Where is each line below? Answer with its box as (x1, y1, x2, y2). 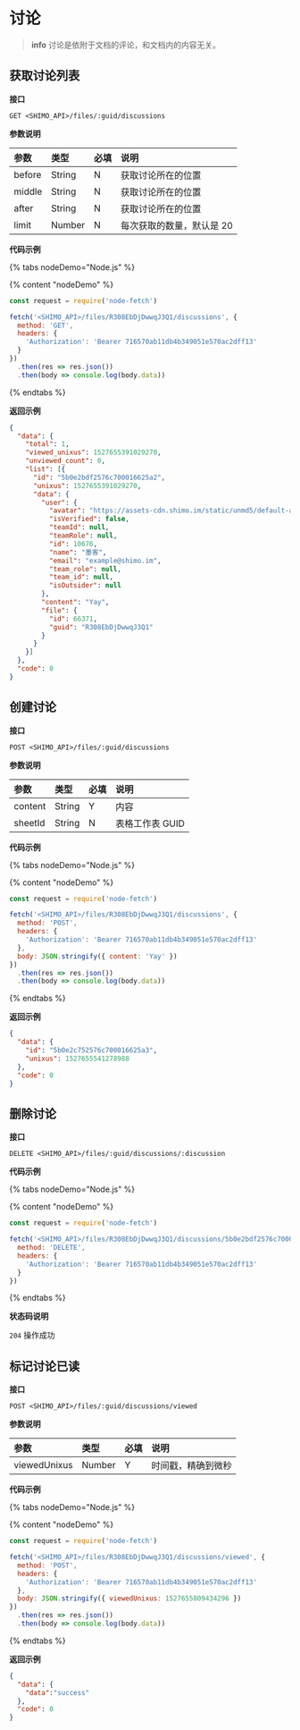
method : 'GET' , (17, 321, 74, 330)
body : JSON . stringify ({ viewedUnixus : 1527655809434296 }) (17, 1594, 242, 1603)
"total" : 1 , (25, 440, 70, 449)
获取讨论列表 (9, 68, 80, 83)
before (13, 168, 42, 181)
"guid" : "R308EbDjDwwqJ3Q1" (48, 622, 154, 631)
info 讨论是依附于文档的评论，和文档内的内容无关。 (30, 39, 221, 50)
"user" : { (41, 498, 78, 507)
